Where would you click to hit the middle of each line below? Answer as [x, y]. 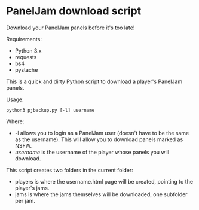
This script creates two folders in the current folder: [70, 170]
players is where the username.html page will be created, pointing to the [104, 181]
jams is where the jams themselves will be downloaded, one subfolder [101, 194]
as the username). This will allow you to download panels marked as [99, 139]
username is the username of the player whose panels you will [92, 152]
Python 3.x [28, 51]
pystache [26, 69]
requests [26, 57]
